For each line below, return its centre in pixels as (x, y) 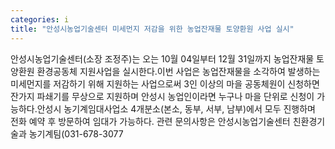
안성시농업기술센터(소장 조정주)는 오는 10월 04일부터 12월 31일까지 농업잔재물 (162, 58)
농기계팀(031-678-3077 (76, 133)
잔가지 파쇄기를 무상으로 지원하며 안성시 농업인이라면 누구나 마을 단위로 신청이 (162, 96)
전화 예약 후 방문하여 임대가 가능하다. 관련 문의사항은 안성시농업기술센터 (150, 121)
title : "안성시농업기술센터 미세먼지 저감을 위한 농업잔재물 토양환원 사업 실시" (152, 29)
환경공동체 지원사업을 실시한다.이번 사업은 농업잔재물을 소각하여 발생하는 (178, 71)
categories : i (40, 19)
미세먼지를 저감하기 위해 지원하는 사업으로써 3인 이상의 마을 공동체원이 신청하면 (165, 83)
